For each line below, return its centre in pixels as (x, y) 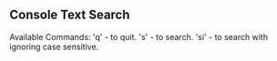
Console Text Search (70, 15)
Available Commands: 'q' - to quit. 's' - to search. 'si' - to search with (139, 36)
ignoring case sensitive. (54, 46)
